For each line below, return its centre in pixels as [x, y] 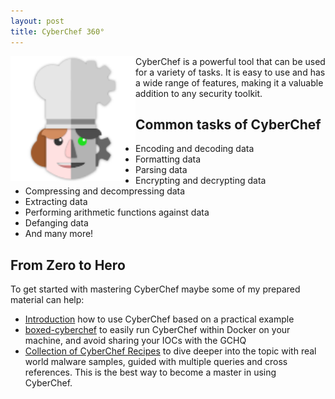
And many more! [59, 234]
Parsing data [161, 170]
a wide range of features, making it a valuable [229, 82]
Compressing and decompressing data [105, 191]
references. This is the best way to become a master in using [150, 372]
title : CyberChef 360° [57, 31]
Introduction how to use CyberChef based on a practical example [159, 319]
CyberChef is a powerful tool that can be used [230, 61]
